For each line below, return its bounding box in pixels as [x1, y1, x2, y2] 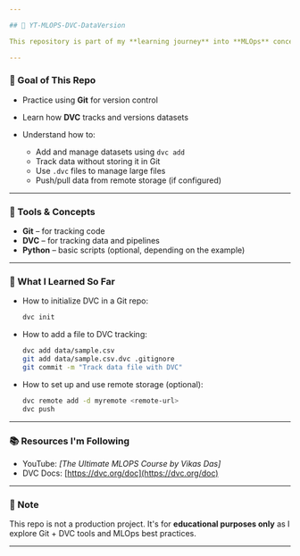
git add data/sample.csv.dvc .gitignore [21, 354, 175, 364]
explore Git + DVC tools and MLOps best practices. [9, 528, 196, 539]
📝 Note [9, 498, 39, 510]
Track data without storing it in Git [35, 155, 161, 166]
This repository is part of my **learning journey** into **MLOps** [9, 37, 270, 46]
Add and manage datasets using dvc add [35, 146, 186, 157]
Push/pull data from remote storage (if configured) [35, 175, 221, 186]
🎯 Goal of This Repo [9, 74, 96, 87]
